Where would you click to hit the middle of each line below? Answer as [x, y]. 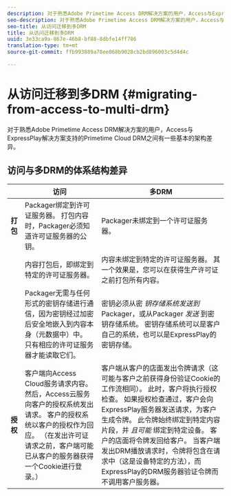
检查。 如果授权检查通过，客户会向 [157, 399]
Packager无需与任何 [58, 292]
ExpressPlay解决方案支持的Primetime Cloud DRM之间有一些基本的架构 [107, 138]
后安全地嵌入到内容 [56, 324]
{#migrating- [160, 95]
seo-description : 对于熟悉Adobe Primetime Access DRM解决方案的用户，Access [113, 20]
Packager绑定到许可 [58, 205]
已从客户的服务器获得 [59, 456]
